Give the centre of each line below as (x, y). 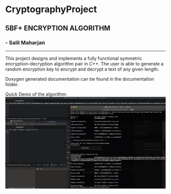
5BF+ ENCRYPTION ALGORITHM (58, 28)
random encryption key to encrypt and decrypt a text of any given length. (82, 69)
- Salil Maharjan (25, 43)
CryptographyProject (51, 9)
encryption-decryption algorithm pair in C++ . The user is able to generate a (84, 63)
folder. (12, 84)
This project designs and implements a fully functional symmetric (74, 58)
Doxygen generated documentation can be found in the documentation (80, 79)
